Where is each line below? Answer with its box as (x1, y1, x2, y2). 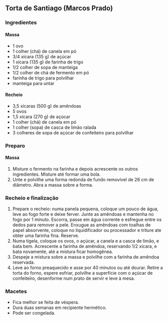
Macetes (5, 288, 27, 295)
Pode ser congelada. (12, 310, 56, 316)
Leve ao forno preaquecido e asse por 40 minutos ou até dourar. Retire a (12, 265, 163, 271)
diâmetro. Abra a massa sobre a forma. (12, 182, 93, 188)
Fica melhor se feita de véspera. (12, 299, 79, 305)
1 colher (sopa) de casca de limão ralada (12, 124, 97, 130)
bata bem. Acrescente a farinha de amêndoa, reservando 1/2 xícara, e (12, 244, 157, 250)
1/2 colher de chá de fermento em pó (12, 69, 89, 75)
